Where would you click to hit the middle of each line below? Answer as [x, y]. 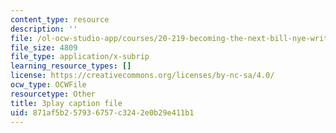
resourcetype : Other [53, 94]
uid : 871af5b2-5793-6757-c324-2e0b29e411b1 [102, 112]
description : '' [44, 29]
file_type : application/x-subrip [80, 57]
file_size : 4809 [44, 47]
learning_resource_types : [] [71, 66]
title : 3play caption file [66, 103]
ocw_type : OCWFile [48, 85]
